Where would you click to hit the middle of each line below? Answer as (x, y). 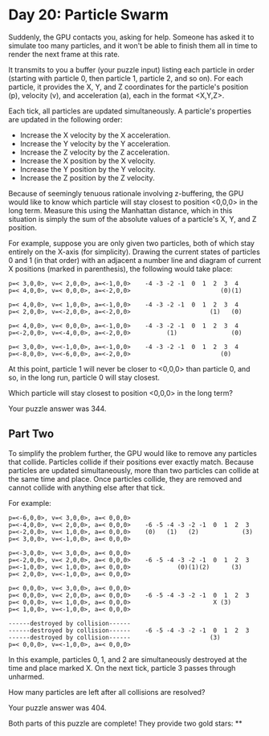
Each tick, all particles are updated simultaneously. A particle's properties (130, 111)
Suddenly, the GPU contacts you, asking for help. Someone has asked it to (131, 37)
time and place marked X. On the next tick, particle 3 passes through (122, 668)
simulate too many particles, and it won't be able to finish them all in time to (133, 45)
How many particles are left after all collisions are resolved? (107, 692)
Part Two (31, 434)
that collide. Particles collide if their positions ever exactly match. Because (131, 462)
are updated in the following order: (65, 119)
